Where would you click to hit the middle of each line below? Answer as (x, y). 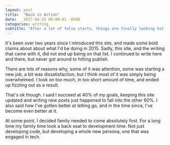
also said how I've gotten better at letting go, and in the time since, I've (79, 106)
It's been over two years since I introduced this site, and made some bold (82, 43)
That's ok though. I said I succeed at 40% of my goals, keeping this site (80, 95)
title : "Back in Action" (32, 15)
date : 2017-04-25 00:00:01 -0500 (43, 19)
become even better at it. (31, 111)
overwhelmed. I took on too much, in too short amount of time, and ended (82, 80)
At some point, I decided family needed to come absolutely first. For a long (83, 121)
